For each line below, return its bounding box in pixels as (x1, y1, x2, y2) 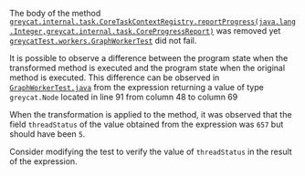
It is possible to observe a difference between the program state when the (9, 53, 289, 63)
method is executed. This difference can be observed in (9, 72, 220, 83)
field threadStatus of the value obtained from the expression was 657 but (9, 119, 284, 129)
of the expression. (9, 156, 78, 167)
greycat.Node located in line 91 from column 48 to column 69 (9, 91, 238, 102)
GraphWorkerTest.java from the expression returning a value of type (9, 82, 265, 92)
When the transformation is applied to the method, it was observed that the (9, 109, 292, 119)
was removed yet (216, 26, 281, 36)
